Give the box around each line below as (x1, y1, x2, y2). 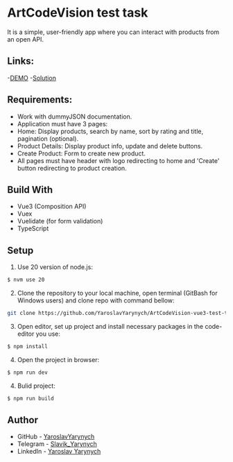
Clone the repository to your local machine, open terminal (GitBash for (17, 289, 218, 298)
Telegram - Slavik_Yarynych (17, 440, 97, 448)
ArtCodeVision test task (7, 5, 148, 21)
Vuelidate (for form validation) (17, 217, 103, 225)
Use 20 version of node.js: (17, 263, 94, 271)
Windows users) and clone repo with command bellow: (17, 296, 175, 305)
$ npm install (7, 343, 49, 350)
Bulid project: (17, 382, 55, 390)
